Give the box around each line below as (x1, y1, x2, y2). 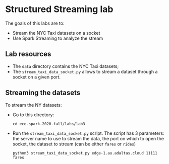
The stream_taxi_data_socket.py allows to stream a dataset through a (12, 68, 158, 74)
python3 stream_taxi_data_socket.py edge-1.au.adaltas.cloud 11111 (12, 150, 157, 155)
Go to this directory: (12, 112, 54, 118)
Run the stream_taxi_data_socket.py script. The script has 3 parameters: (12, 130, 164, 136)
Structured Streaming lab (5, 4, 114, 15)
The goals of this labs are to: (5, 20, 65, 26)
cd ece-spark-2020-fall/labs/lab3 (12, 121, 85, 126)
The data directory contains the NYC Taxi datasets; (12, 63, 119, 69)
